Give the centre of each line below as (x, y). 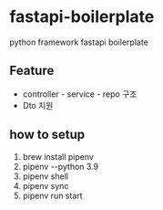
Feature (32, 71)
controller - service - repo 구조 (80, 94)
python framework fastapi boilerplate (79, 42)
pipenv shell (45, 176)
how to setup (47, 135)
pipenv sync (46, 185)
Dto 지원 (38, 105)
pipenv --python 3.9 (61, 166)
